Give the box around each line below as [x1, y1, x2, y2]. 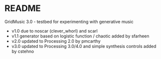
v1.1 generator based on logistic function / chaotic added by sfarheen [11, 33, 149, 39]
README [4, 3, 41, 14]
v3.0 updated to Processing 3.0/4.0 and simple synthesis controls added [11, 43, 157, 49]
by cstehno [11, 48, 34, 54]
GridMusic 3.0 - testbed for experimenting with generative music [4, 19, 134, 24]
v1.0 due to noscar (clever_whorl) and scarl [11, 28, 98, 34]
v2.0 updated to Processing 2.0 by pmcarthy [11, 38, 101, 44]
